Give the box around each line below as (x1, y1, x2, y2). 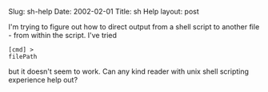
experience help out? (8, 75, 78, 84)
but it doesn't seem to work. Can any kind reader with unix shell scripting (8, 67, 250, 76)
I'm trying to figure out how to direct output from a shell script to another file (8, 22, 260, 31)
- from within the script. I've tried (8, 31, 118, 40)
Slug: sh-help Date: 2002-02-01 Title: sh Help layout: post (8, 7, 200, 16)
